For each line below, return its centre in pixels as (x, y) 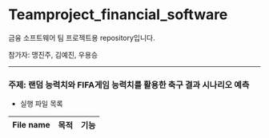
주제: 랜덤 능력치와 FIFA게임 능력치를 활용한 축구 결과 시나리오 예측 (129, 85)
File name (31, 125)
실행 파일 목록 (41, 104)
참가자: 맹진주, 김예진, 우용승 (53, 54)
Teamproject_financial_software (118, 15)
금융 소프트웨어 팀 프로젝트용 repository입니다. (82, 37)
